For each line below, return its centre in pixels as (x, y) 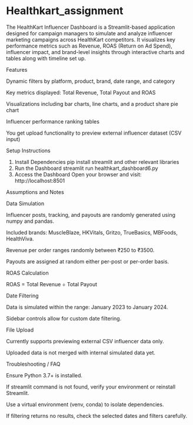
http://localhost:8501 (40, 180)
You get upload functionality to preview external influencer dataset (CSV (94, 133)
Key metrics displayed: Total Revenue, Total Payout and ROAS (81, 92)
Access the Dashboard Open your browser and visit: (78, 174)
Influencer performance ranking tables (53, 121)
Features (17, 69)
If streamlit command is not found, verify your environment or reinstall (91, 387)
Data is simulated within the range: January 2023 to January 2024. (87, 307)
